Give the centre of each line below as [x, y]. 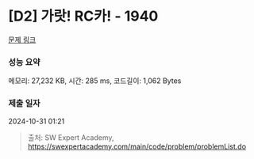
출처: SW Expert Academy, [71, 137]
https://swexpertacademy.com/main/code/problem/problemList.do [137, 146]
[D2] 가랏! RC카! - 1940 [83, 16]
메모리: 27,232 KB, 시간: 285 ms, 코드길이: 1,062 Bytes [95, 81]
